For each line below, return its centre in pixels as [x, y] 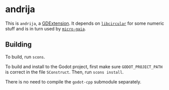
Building [18, 45]
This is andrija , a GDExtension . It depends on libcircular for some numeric [85, 23]
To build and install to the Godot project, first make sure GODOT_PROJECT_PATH [84, 66]
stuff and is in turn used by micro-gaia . [46, 28]
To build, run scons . [25, 57]
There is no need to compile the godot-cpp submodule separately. [73, 81]
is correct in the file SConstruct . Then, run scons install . [65, 72]
